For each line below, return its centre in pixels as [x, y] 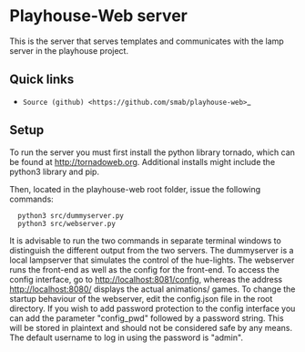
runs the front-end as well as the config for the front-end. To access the [144, 269]
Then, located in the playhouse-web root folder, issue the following [135, 189]
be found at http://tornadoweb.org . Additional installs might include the [142, 161]
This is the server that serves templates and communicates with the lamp [147, 41]
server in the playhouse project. [69, 50]
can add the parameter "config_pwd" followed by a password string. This [147, 318]
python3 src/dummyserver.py [71, 215]
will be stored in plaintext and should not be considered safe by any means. [151, 327]
